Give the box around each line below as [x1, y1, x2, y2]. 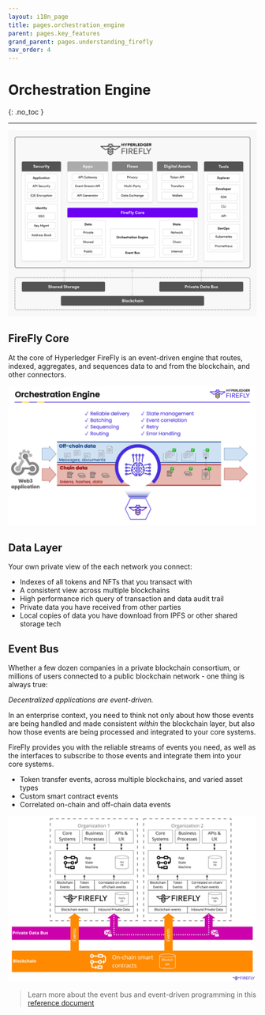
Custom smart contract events [19, 791, 118, 801]
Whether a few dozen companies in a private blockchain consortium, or [8, 664, 241, 673]
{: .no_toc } [8, 107, 44, 117]
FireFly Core [8, 332, 69, 345]
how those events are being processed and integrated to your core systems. [8, 727, 256, 737]
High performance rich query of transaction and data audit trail [19, 594, 225, 603]
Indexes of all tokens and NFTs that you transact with [19, 577, 192, 587]
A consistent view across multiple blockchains [19, 585, 170, 596]
